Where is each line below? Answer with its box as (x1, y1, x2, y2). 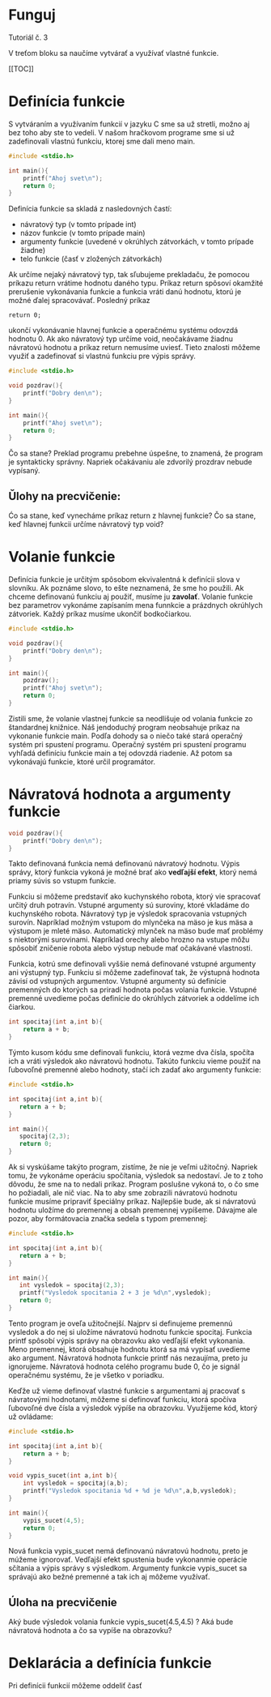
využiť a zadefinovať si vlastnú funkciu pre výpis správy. (8, 351, 197, 361)
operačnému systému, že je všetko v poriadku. (8, 1370, 164, 1379)
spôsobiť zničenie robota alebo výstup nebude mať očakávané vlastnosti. (8, 943, 253, 953)
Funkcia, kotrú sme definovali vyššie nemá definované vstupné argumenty (8, 959, 256, 969)
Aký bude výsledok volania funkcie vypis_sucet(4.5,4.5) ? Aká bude (8, 1617, 234, 1626)
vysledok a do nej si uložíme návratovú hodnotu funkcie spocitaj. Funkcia (8, 1327, 252, 1336)
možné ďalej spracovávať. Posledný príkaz (8, 296, 151, 306)
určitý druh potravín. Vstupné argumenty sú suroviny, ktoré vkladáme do (8, 900, 250, 910)
